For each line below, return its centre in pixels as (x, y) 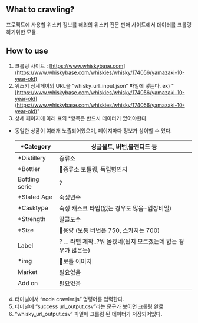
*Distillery (32, 157)
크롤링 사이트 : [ (33, 66)
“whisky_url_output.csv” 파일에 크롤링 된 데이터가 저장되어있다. (88, 314)
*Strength (32, 219)
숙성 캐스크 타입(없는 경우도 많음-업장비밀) (115, 208)
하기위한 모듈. (22, 32)
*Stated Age (35, 197)
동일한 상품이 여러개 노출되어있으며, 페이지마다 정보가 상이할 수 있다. (93, 131)
